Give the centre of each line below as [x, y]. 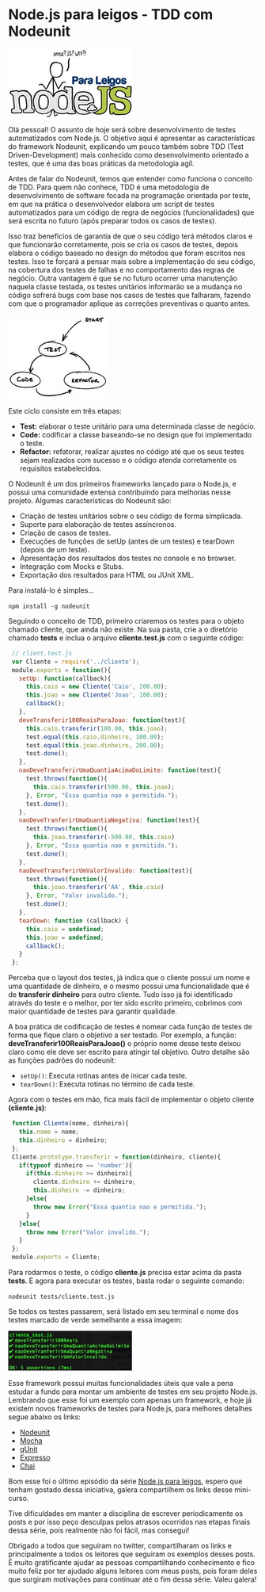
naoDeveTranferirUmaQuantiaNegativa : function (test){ [109, 821]
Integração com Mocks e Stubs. [72, 566]
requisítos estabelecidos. [61, 468]
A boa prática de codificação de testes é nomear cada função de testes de [130, 1027]
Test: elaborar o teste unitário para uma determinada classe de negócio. [138, 426]
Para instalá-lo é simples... [51, 590]
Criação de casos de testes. [65, 533]
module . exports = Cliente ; [56, 1258]
